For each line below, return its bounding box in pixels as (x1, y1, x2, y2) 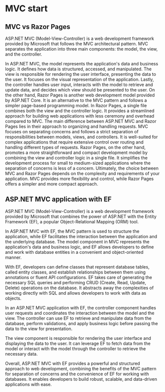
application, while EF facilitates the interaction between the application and (5, 233, 158, 239)
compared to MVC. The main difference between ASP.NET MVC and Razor (5, 119, 157, 124)
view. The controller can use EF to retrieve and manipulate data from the (5, 315, 152, 321)
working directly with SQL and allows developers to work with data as (5, 290, 146, 296)
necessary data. (5, 351, 38, 357)
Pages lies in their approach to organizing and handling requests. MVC (5, 123, 148, 129)
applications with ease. (5, 381, 52, 387)
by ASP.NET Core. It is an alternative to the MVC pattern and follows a (5, 97, 147, 103)
